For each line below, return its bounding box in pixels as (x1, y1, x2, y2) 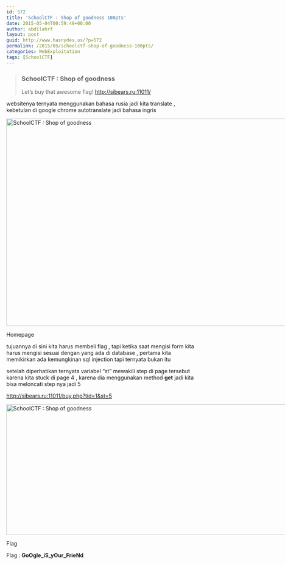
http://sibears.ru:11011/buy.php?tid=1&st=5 (6, 392, 113, 399)
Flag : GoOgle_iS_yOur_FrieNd (6, 552, 84, 559)
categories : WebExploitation (6, 49, 80, 55)
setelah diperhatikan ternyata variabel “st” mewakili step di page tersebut (6, 367, 191, 374)
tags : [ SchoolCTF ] (6, 54, 53, 60)
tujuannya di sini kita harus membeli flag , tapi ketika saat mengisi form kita (6, 342, 195, 350)
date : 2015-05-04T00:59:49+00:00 (6, 20, 91, 26)
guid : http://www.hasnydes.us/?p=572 (6, 37, 102, 43)
